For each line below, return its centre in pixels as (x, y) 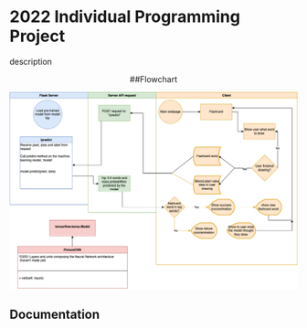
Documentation (55, 315)
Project (37, 36)
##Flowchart (153, 79)
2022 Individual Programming (125, 17)
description (31, 61)
